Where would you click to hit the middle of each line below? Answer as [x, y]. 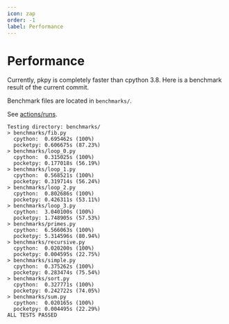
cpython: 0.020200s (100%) [54, 248]
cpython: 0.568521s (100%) [54, 176]
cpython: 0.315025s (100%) [54, 157]
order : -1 [22, 20]
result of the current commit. [48, 87]
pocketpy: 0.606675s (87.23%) [57, 145]
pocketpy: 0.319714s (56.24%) [57, 182]
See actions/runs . [32, 114]
